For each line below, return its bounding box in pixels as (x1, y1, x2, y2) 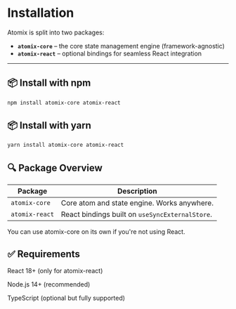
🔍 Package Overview (7, 162, 103, 173)
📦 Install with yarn (7, 119, 91, 131)
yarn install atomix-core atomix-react (7, 142, 124, 149)
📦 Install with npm (7, 77, 91, 89)
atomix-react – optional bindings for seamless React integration (17, 49, 202, 58)
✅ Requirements (7, 248, 81, 260)
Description (117, 186, 158, 196)
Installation (7, 5, 74, 21)
